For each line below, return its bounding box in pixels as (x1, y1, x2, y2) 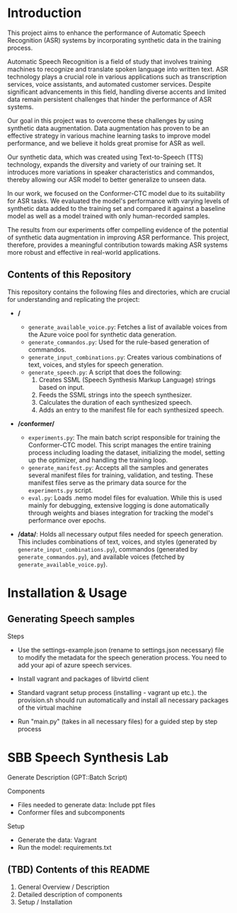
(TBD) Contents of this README (7, 864, 150, 876)
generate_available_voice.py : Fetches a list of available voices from (28, 322, 228, 331)
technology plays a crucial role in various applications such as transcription (7, 72, 227, 81)
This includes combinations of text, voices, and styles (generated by (17, 537, 217, 546)
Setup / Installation (17, 897, 73, 906)
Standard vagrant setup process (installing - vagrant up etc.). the (17, 688, 207, 696)
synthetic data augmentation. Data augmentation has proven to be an (7, 124, 209, 132)
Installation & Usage (7, 584, 127, 601)
